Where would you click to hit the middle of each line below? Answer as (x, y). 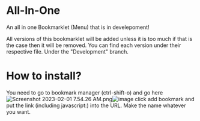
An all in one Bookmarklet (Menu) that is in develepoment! (78, 27)
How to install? (44, 76)
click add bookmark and (165, 99)
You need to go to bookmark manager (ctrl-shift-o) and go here (85, 92)
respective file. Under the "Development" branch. (68, 51)
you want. (19, 111)
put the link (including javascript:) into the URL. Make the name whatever (96, 105)
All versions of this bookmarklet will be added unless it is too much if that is (99, 39)
